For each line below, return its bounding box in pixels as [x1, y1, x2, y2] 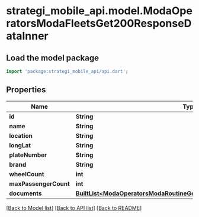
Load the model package [6, 53, 99, 63]
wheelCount [9, 170, 44, 178]
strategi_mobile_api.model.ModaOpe [6, 4, 192, 18]
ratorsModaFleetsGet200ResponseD [6, 17, 192, 30]
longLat [9, 141, 31, 149]
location [9, 131, 33, 140]
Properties [6, 85, 46, 95]
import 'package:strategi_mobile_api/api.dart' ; [6, 69, 129, 75]
